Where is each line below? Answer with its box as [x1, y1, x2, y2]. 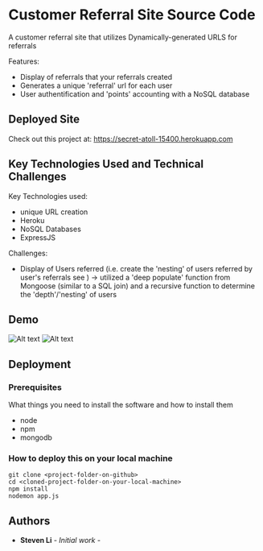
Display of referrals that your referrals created [19, 72, 173, 81]
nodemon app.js [8, 492, 60, 500]
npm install [8, 485, 48, 493]
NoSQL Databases [19, 224, 82, 234]
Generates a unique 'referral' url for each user [19, 81, 173, 90]
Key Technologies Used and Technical [8, 157, 203, 171]
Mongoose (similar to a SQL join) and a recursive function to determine [19, 280, 256, 291]
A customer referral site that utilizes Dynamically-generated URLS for [8, 32, 237, 42]
